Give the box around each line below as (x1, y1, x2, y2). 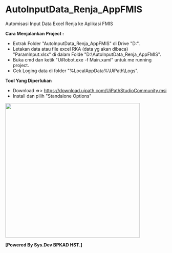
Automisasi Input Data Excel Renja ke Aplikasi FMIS (5, 20, 114, 27)
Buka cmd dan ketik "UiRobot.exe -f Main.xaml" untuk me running (12, 56, 152, 62)
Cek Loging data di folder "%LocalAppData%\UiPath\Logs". (12, 68, 139, 74)
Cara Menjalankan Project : (5, 30, 64, 36)
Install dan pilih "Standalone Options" (12, 93, 92, 99)
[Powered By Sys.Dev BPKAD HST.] (5, 242, 83, 248)
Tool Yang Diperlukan (5, 77, 52, 83)
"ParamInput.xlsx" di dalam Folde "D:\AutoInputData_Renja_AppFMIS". (12, 51, 161, 57)
